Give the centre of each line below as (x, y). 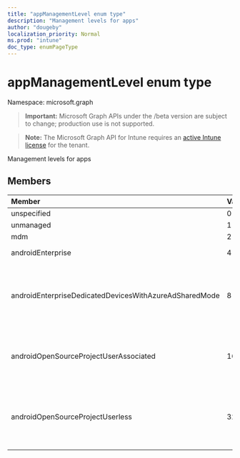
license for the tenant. (57, 145)
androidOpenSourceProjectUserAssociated (83, 356)
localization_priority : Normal (54, 34)
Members (29, 182)
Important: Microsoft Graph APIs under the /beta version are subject (126, 116)
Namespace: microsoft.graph (50, 102)
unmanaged (31, 225)
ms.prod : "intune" (35, 41)
